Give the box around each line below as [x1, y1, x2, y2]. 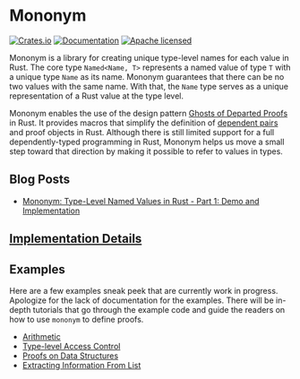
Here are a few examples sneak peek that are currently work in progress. [9, 285, 279, 296]
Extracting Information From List [21, 359, 141, 370]
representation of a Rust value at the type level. [9, 90, 184, 101]
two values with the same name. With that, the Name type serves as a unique [9, 81, 289, 91]
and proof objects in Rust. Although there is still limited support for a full [9, 126, 275, 137]
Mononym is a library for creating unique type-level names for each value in [9, 52, 289, 63]
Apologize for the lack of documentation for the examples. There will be [9, 295, 275, 306]
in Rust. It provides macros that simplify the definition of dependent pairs [9, 117, 279, 128]
